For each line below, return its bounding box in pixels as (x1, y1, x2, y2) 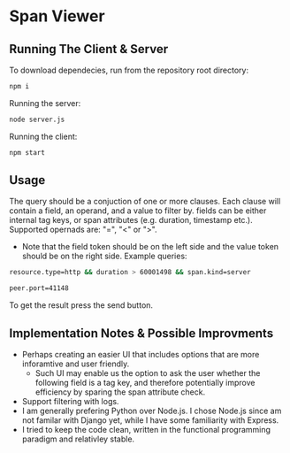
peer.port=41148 (9, 284, 69, 293)
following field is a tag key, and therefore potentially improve (34, 378, 256, 388)
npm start (9, 148, 46, 157)
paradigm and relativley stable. (21, 434, 135, 444)
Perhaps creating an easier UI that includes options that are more (21, 349, 260, 359)
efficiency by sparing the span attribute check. (34, 387, 206, 397)
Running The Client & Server (9, 42, 169, 57)
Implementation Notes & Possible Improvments (9, 326, 274, 341)
